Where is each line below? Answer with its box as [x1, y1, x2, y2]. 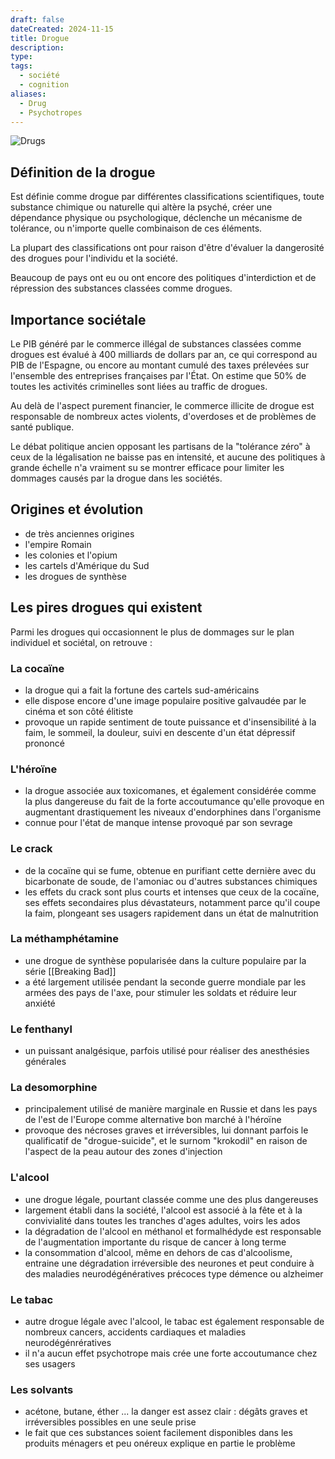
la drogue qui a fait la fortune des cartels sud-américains [24, 684, 260, 696]
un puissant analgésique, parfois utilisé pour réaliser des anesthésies [24, 1045, 310, 1057]
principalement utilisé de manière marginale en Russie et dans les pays [24, 1103, 318, 1115]
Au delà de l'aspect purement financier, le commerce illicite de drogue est [10, 400, 315, 411]
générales [24, 1056, 67, 1068]
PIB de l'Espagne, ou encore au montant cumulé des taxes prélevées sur [10, 359, 310, 371]
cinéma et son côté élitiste [24, 705, 134, 717]
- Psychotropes [19, 107, 83, 118]
